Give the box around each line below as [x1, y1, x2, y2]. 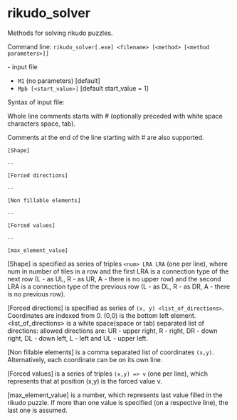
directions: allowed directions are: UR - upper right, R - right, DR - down [7, 326, 218, 335]
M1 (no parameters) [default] [17, 76, 101, 85]
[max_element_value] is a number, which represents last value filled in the [7, 391, 223, 399]
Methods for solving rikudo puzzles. [7, 29, 113, 37]
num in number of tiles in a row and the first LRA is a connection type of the [7, 266, 229, 276]
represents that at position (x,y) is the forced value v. [7, 376, 162, 385]
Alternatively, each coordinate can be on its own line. [7, 355, 163, 364]
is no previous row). [7, 289, 65, 298]
